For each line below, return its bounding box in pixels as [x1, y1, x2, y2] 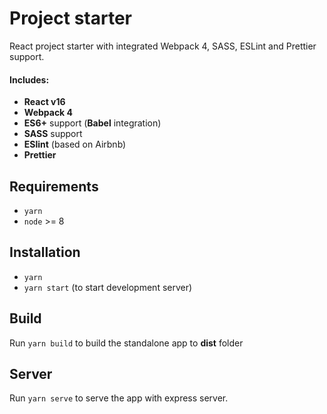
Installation [9, 244, 81, 261]
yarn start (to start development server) [23, 281, 193, 293]
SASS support [23, 128, 83, 140]
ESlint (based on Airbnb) [23, 138, 127, 151]
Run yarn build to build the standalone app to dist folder [9, 337, 244, 349]
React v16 [23, 96, 66, 108]
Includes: [9, 73, 50, 86]
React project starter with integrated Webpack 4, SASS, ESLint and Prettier [9, 40, 317, 52]
